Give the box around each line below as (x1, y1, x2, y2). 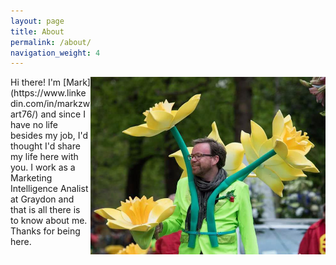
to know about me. (10, 215, 88, 227)
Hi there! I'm (10, 76, 62, 89)
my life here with (10, 151, 79, 163)
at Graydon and (10, 193, 75, 205)
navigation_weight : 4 (10, 48, 101, 58)
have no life (10, 119, 58, 131)
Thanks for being (10, 225, 81, 237)
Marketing (10, 172, 53, 184)
